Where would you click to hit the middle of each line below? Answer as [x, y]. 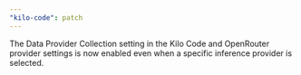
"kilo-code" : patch [46, 18]
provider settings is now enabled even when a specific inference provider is [151, 53]
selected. [27, 62]
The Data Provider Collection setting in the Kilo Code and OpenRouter [140, 43]
